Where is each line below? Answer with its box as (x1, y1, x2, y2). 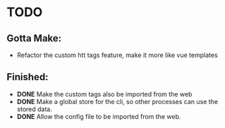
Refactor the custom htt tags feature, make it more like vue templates (16, 51, 218, 59)
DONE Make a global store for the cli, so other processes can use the (16, 97, 219, 105)
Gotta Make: (6, 32, 62, 44)
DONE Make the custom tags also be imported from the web (16, 89, 193, 98)
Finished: (6, 71, 49, 83)
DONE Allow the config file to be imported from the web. (16, 112, 181, 120)
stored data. (16, 105, 52, 113)
